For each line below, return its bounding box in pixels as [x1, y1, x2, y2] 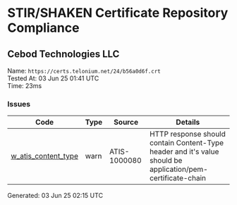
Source [114, 118, 139, 128]
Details [176, 118, 200, 128]
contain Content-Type [149, 138, 224, 148]
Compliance [7, 20, 80, 36]
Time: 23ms [7, 82, 42, 89]
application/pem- [149, 164, 208, 174]
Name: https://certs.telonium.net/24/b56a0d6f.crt [7, 67, 161, 75]
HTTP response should [149, 129, 226, 139]
